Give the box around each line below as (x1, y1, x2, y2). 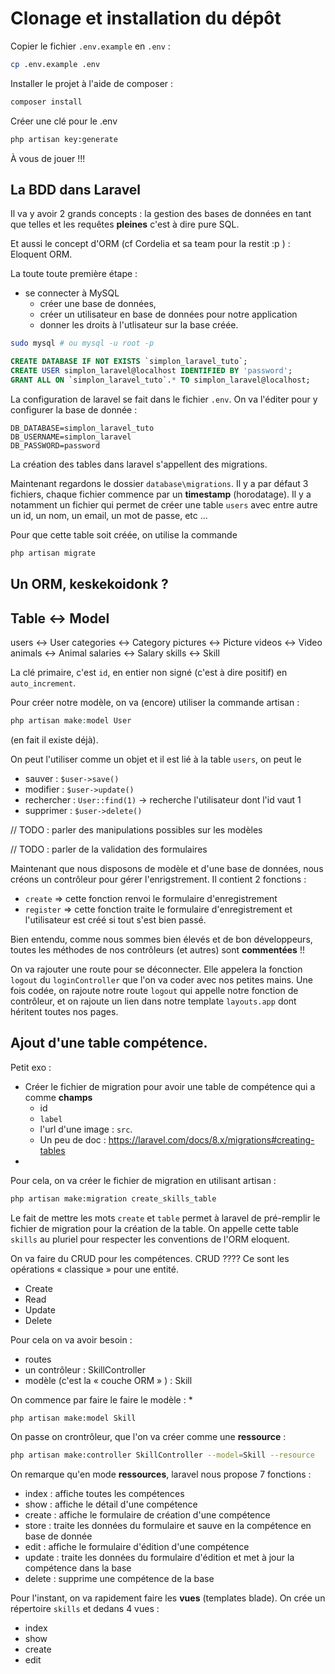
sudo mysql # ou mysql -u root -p (10, 338, 155, 349)
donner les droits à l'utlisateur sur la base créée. (39, 319, 239, 331)
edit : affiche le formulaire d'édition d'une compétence (24, 1541, 250, 1553)
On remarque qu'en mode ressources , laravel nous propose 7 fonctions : (10, 1468, 312, 1481)
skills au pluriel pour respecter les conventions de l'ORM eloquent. (10, 1233, 290, 1245)
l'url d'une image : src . (39, 1123, 133, 1135)
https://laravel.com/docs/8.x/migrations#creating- (108, 1133, 315, 1146)
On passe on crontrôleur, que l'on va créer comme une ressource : (10, 1431, 287, 1443)
